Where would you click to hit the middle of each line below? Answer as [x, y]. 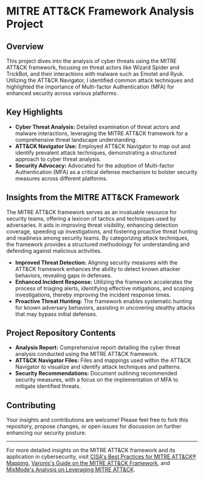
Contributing [31, 405]
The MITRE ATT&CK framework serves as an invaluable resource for [92, 212]
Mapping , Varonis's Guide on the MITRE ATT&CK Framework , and [88, 463]
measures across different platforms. [61, 178]
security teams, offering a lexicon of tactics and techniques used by [91, 218]
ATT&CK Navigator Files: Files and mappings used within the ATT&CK [103, 360]
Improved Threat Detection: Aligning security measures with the [96, 263]
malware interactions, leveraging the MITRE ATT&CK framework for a [101, 133]
